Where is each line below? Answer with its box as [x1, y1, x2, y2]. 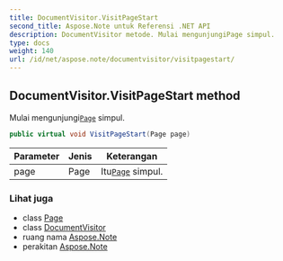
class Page [22, 212, 64, 223]
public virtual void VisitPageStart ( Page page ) [9, 130, 191, 139]
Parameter [13, 149, 60, 162]
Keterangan [106, 149, 158, 162]
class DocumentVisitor [22, 221, 106, 232]
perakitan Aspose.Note [22, 240, 108, 252]
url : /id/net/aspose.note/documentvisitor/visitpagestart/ [9, 55, 235, 64]
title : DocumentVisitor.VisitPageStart [9, 13, 159, 22]
